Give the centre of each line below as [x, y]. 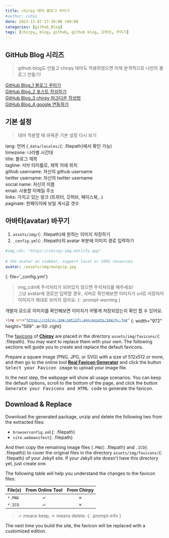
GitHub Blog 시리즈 [35, 55]
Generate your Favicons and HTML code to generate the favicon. [79, 388]
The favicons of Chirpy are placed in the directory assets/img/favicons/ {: [83, 336]
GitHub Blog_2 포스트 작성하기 [36, 91]
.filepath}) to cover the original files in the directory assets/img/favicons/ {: [84, 452]
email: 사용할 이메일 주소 [30, 191]
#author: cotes [21, 16]
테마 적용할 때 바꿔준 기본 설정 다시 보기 [57, 135]
